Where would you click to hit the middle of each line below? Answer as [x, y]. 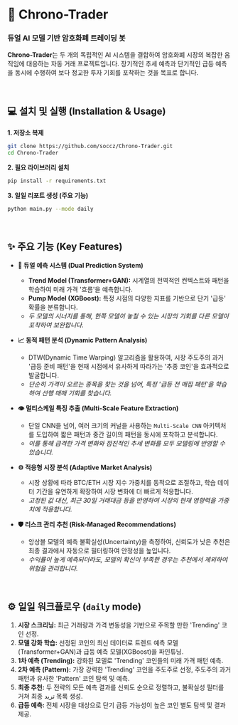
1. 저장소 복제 [26, 133]
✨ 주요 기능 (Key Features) [65, 247]
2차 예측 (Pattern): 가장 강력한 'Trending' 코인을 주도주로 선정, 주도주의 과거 [124, 669]
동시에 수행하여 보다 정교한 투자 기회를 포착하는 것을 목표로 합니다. [107, 73]
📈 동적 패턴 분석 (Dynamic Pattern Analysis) [82, 340]
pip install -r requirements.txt [57, 181]
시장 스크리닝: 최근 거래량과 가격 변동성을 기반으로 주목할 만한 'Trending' [119, 625]
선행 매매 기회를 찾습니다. [77, 393]
